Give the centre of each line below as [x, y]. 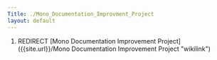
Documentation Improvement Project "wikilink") [141, 49]
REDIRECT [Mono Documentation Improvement [87, 41]
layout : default [31, 21]
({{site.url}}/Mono [44, 49]
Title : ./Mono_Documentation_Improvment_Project [81, 14]
